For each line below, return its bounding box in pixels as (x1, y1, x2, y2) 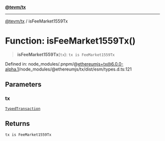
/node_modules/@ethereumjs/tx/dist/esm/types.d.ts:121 (19, 66, 132, 72)
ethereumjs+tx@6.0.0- (78, 61, 124, 67)
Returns (5, 119, 30, 128)
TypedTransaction (5, 106, 41, 111)
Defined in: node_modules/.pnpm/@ (5, 61, 78, 67)
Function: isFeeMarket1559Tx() (5, 35, 136, 47)
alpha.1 (5, 66, 19, 72)
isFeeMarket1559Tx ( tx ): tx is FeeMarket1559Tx (17, 51, 115, 57)
